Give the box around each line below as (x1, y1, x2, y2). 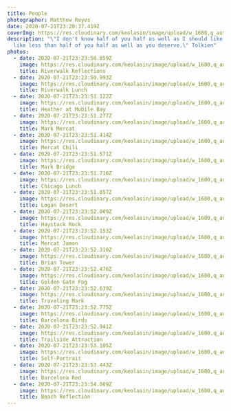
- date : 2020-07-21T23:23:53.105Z (13, 342, 112, 349)
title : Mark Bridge (19, 163, 76, 170)
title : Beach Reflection (19, 393, 91, 401)
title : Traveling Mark (19, 298, 85, 304)
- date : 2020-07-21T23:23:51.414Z (13, 131, 112, 138)
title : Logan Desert (19, 202, 78, 209)
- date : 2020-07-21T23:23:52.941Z (13, 323, 112, 330)
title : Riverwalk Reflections (19, 67, 107, 74)
